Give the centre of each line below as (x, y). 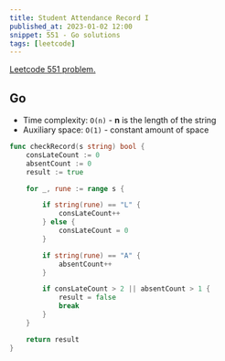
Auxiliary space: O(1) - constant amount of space (116, 130)
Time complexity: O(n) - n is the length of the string (119, 121)
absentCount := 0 (59, 164)
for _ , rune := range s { (75, 188)
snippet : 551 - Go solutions (65, 35)
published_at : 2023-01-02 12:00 (71, 27)
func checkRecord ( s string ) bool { (77, 147)
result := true (55, 172)
